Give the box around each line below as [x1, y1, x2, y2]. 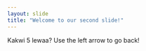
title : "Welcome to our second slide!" [7, 17, 124, 24]
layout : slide [7, 10, 49, 17]
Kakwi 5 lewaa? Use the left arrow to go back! [7, 36, 140, 44]
